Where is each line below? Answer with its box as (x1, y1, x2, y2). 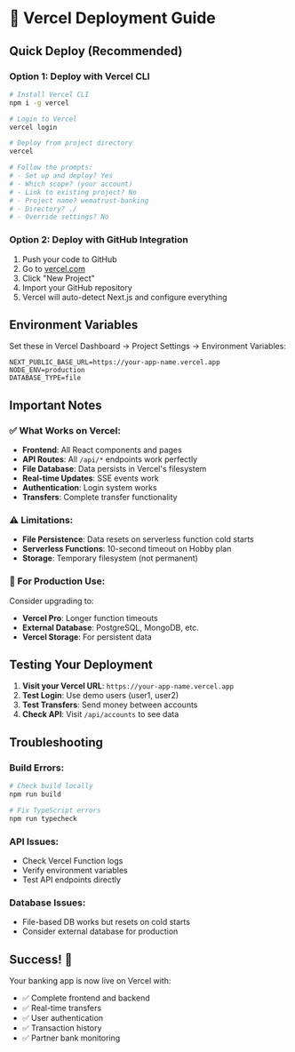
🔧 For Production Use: (9, 575, 106, 587)
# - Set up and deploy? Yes (9, 171, 114, 180)
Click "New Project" (21, 273, 95, 283)
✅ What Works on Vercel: (9, 424, 122, 436)
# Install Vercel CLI (9, 90, 90, 99)
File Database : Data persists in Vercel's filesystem (21, 464, 207, 474)
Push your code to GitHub (21, 253, 117, 265)
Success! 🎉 (9, 952, 73, 967)
